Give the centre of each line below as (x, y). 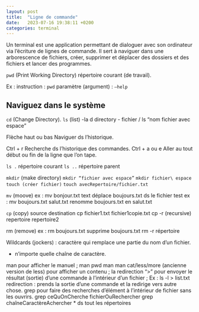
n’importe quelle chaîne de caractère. (60, 254)
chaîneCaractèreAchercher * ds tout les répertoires (69, 303)
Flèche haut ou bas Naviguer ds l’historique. (60, 137)
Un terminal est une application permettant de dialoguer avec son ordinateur (99, 45)
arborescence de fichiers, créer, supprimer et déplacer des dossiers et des (98, 57)
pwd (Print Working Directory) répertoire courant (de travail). (79, 75)
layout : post (22, 12)
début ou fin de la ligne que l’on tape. (52, 155)
